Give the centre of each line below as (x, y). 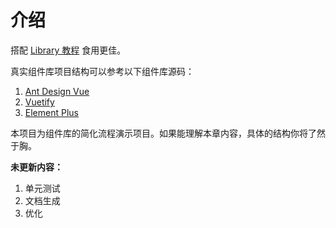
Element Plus (51, 112)
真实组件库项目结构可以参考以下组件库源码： (102, 71)
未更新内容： (36, 167)
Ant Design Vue (57, 91)
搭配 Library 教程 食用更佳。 (68, 50)
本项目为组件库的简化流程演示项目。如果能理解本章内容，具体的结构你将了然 (168, 133)
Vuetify (39, 102)
